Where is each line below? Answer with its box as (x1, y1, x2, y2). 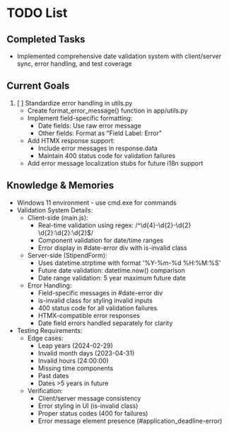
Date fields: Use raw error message (37, 121, 142, 130)
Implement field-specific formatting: (27, 113, 133, 122)
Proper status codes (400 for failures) (37, 409, 148, 417)
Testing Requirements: (16, 326, 83, 334)
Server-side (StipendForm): (27, 251, 107, 259)
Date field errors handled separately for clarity (37, 319, 173, 327)
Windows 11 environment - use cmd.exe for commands (16, 198, 177, 207)
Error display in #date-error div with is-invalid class (37, 243, 188, 252)
